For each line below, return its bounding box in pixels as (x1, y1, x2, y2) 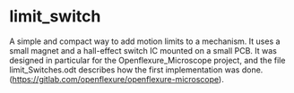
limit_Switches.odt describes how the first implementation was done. (9, 64, 264, 75)
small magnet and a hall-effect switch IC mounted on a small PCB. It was (9, 45, 278, 55)
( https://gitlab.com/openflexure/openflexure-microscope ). (9, 73, 224, 84)
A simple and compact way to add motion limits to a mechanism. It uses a (9, 36, 281, 46)
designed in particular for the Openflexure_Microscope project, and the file (9, 55, 286, 65)
